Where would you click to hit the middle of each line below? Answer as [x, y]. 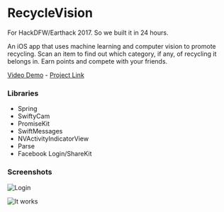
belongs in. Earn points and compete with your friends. [88, 61]
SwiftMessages [40, 131]
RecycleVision [50, 13]
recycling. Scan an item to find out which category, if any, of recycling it [112, 54]
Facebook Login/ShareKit [55, 154]
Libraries [23, 93]
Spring [27, 109]
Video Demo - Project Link [46, 75]
